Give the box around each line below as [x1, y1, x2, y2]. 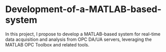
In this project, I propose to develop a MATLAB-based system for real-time [5, 31, 161, 37]
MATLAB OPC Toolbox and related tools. [5, 41, 90, 47]
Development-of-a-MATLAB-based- [5, 4, 162, 15]
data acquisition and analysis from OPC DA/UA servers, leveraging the [5, 36, 152, 42]
